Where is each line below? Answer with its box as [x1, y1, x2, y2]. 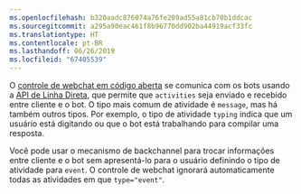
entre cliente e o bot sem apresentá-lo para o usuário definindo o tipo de [9, 155, 280, 165]
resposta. [9, 128, 45, 138]
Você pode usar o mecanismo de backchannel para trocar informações [9, 145, 275, 156]
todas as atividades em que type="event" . [9, 174, 165, 185]
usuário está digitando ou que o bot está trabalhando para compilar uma [9, 118, 279, 129]
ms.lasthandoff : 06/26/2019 [9, 47, 116, 56]
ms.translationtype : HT [9, 30, 99, 39]
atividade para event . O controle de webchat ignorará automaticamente [9, 164, 275, 175]
